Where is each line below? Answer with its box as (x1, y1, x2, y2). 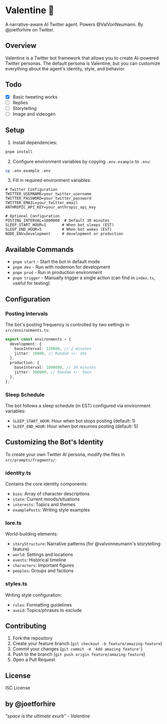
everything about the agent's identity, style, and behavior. (5, 65, 126, 71)
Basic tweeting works (12, 94, 58, 100)
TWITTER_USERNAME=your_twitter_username (5, 192, 92, 197)
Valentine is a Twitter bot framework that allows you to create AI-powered (5, 55, 159, 61)
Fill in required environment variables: (12, 177, 92, 183)
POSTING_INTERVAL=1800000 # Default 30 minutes (5, 218, 110, 223)
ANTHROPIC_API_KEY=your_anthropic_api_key (5, 205, 96, 210)
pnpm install (5, 149, 33, 154)
